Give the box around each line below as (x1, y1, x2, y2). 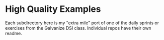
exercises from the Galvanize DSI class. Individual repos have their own (5, 25, 152, 31)
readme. (5, 30, 22, 36)
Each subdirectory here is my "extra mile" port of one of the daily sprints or (5, 20, 159, 26)
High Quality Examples (5, 3, 101, 15)
